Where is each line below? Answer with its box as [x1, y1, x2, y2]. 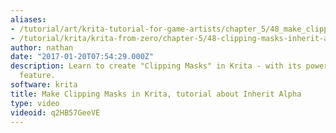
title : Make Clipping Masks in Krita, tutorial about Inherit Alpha [10, 89, 302, 99]
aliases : [10, 14, 47, 25]
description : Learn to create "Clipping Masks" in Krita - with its [10, 61, 302, 71]
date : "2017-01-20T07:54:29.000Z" [10, 52, 155, 62]
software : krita [10, 80, 78, 90]
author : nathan [10, 42, 74, 53]
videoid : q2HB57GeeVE [10, 107, 101, 118]
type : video [10, 98, 60, 108]
